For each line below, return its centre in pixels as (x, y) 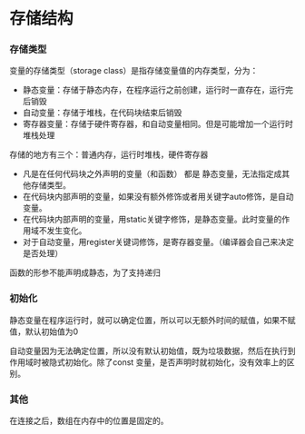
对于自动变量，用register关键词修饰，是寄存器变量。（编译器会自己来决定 (158, 242)
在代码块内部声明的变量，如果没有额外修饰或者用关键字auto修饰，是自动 (158, 197)
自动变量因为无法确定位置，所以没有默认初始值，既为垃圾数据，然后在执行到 (152, 350)
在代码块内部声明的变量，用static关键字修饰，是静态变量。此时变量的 (152, 220)
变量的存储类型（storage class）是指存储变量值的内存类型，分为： (134, 71)
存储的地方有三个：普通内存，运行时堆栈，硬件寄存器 (109, 154)
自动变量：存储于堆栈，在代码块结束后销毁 (102, 113)
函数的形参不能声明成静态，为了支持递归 (85, 272)
